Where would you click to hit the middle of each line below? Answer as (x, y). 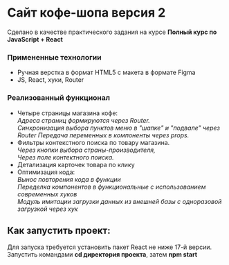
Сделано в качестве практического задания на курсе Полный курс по (112, 32)
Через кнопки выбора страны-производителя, (86, 150)
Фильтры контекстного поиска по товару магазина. (93, 142)
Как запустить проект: (59, 230)
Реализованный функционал (59, 98)
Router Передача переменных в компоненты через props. (103, 135)
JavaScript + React (35, 39)
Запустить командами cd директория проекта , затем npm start (102, 255)
